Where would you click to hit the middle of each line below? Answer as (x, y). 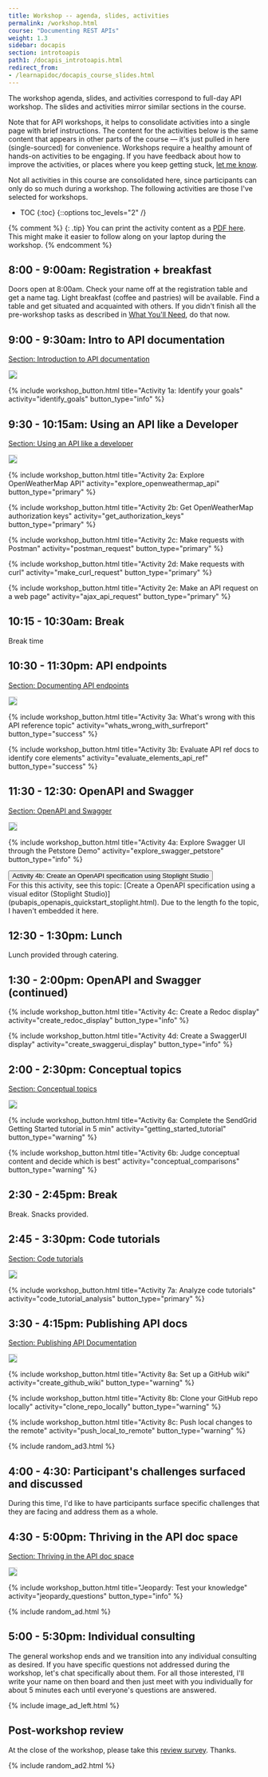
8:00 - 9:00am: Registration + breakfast (110, 270)
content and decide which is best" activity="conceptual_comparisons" (124, 1161)
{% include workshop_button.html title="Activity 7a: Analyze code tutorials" (132, 1290)
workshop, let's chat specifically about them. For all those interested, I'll (126, 1673)
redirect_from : (33, 68)
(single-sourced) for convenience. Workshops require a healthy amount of (130, 147)
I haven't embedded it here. (53, 910)
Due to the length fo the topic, (210, 902)
